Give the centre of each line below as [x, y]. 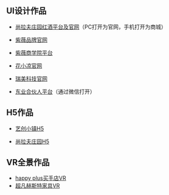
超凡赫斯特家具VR [37, 186]
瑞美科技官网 [31, 79]
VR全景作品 [28, 162]
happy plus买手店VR [40, 178]
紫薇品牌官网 [31, 40]
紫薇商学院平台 [34, 52]
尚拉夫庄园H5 [32, 141]
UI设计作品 [26, 11]
